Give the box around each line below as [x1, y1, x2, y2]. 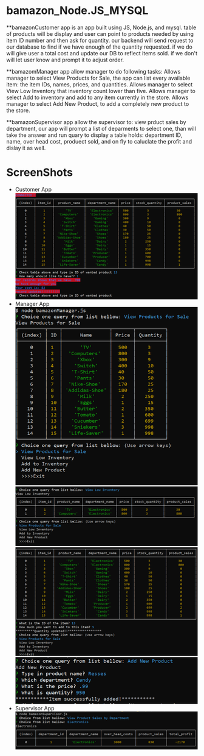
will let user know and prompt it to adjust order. [6, 56, 124, 63]
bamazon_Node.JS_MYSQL [6, 4, 149, 18]
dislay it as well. [6, 144, 46, 151]
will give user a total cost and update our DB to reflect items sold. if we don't [6, 49, 197, 57]
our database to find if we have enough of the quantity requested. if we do [6, 43, 192, 50]
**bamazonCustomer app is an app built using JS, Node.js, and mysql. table [6, 24, 197, 31]
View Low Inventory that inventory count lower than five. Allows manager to [6, 87, 195, 94]
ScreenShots [6, 165, 73, 179]
